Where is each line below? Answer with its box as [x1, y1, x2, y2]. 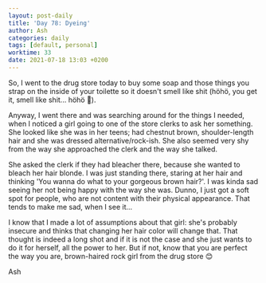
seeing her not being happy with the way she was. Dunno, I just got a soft [8, 185, 249, 195]
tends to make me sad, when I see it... [8, 202, 133, 211]
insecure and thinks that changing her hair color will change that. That [8, 226, 238, 235]
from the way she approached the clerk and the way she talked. [8, 144, 217, 154]
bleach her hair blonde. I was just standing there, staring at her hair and [8, 168, 243, 178]
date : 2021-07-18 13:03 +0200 [8, 57, 109, 65]
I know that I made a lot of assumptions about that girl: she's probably [8, 217, 237, 227]
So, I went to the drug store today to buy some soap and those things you [8, 77, 249, 88]
